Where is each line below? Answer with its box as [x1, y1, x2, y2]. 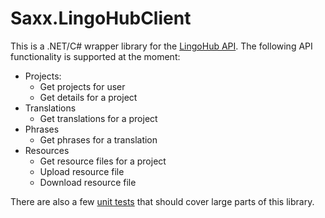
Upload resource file [39, 165, 125, 177]
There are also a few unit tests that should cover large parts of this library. [10, 195, 315, 207]
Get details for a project [39, 91, 138, 103]
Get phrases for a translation [39, 133, 158, 146]
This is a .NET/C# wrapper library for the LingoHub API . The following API [10, 40, 313, 52]
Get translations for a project [39, 112, 158, 124]
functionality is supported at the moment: [10, 50, 181, 62]
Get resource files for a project [39, 155, 167, 167]
